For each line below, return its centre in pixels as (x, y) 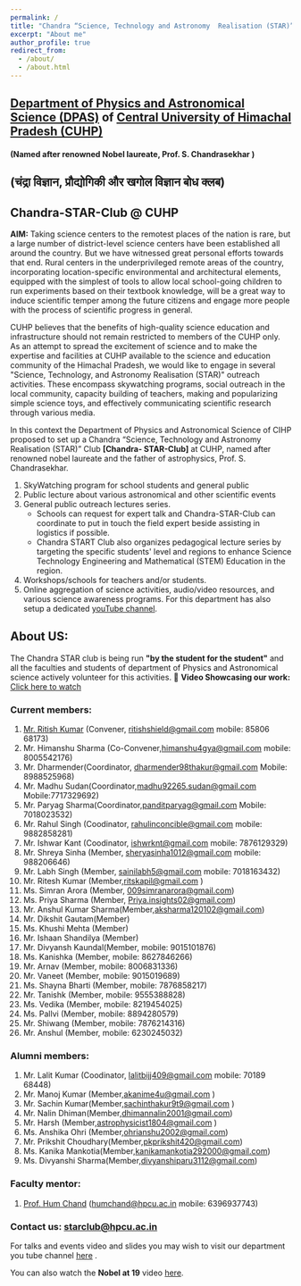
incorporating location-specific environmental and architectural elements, (146, 272)
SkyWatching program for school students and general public (136, 485)
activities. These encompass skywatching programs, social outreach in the (148, 384)
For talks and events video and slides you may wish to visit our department (148, 1246)
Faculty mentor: (46, 1184)
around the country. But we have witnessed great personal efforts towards (147, 253)
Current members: (51, 709)
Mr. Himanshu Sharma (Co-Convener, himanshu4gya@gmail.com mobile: (157, 748)
